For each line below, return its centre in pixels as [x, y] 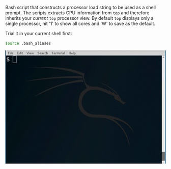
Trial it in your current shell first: [39, 33]
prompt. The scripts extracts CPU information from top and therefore [77, 13]
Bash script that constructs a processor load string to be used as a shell [81, 7]
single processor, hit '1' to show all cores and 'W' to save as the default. [80, 23]
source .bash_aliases [28, 43]
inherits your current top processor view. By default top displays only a [79, 18]
